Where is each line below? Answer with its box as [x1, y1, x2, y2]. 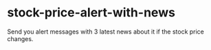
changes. [7, 34, 34, 42]
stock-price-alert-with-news [7, 5, 175, 21]
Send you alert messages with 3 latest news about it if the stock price [7, 27, 205, 36]
